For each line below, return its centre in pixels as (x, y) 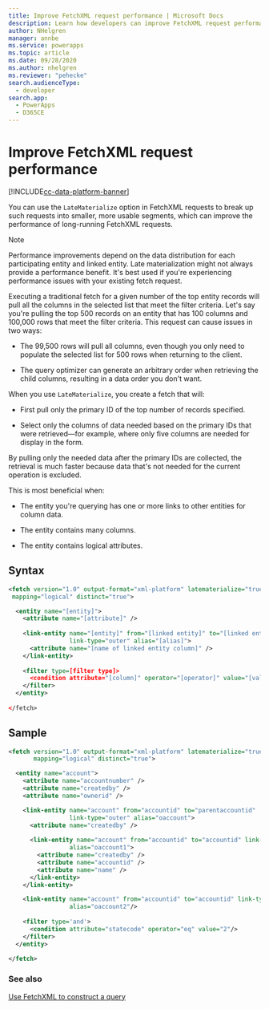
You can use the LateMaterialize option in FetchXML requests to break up (131, 207)
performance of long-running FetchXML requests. (91, 224)
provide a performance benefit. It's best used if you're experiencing (120, 272)
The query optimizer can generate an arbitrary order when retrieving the (139, 370)
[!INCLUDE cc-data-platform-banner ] (69, 191)
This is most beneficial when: (56, 490)
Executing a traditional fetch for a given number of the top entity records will (134, 296)
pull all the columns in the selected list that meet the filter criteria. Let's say (132, 305)
